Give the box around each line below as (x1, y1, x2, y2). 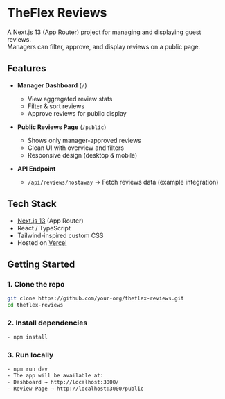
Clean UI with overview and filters (27, 144, 125, 152)
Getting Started (7, 258, 75, 270)
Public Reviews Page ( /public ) (17, 123, 107, 131)
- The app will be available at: (7, 373, 104, 380)
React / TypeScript (17, 223, 71, 232)
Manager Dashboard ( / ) (17, 81, 87, 90)
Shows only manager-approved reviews (27, 136, 142, 144)
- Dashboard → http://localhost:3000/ (7, 379, 119, 386)
